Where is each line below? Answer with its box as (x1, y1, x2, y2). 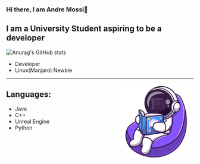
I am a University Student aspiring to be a (6, 24, 162, 34)
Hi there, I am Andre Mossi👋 (6, 5, 88, 14)
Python (14, 124, 33, 131)
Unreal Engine (14, 118, 50, 125)
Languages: (6, 89, 52, 100)
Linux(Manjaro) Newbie (14, 67, 73, 74)
